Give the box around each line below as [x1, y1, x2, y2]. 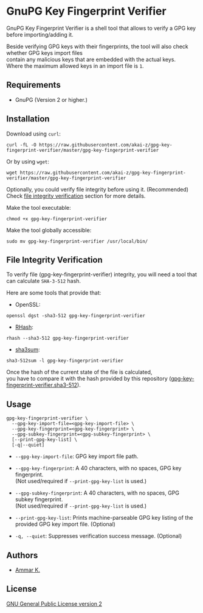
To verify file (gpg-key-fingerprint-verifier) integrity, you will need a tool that [6, 271, 198, 278]
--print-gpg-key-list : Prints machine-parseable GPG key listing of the [15, 514, 193, 522]
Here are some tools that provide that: [6, 289, 101, 296]
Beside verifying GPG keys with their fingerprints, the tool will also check [6, 43, 188, 50]
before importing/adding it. [6, 30, 74, 38]
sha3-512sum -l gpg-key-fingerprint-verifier [6, 358, 123, 364]
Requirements [6, 80, 61, 90]
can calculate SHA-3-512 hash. [6, 278, 81, 285]
